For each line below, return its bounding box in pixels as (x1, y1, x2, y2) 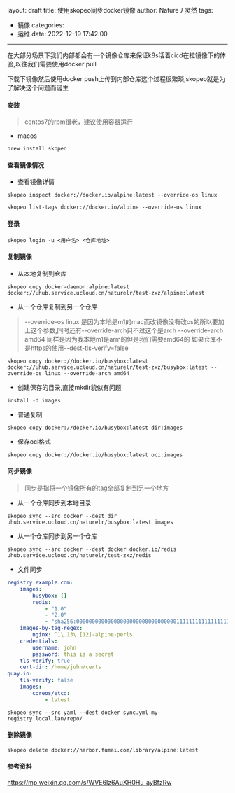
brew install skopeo (7, 146, 68, 153)
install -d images (7, 397, 61, 404)
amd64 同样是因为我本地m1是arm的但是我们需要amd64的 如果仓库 (24, 335, 217, 343)
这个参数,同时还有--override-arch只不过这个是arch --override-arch (30, 326, 224, 335)
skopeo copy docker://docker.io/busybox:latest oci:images (7, 451, 183, 458)
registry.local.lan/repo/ (7, 715, 83, 722)
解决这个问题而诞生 (13, 83, 69, 92)
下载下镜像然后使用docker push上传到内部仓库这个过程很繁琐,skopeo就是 (7, 75, 220, 83)
